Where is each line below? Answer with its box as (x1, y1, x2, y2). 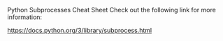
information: (7, 13, 43, 21)
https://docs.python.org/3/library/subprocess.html (7, 27, 152, 34)
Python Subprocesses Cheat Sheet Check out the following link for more (7, 6, 217, 14)
